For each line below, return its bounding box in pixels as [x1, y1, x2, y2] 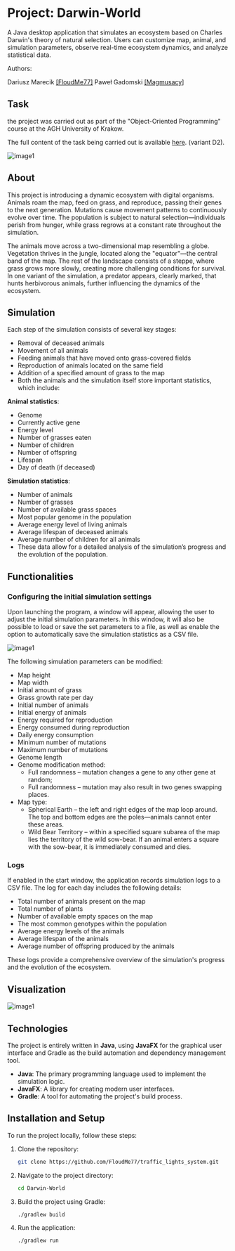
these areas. [27, 820, 65, 829]
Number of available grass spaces [17, 505, 117, 514]
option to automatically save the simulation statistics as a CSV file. [7, 630, 199, 639]
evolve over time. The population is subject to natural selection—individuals [7, 213, 226, 221]
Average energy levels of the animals [17, 927, 125, 935]
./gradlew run [17, 1237, 59, 1245]
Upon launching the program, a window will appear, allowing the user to [7, 608, 215, 616]
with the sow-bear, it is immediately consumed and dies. [27, 843, 192, 851]
